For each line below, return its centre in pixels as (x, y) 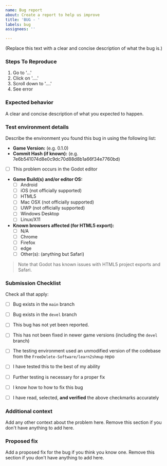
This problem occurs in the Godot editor (55, 169)
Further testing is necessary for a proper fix (59, 377)
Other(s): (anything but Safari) (52, 254)
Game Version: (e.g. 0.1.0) (41, 148)
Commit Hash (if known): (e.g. (45, 154)
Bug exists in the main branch (44, 304)
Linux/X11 (31, 219)
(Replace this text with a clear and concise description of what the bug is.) (84, 48)
